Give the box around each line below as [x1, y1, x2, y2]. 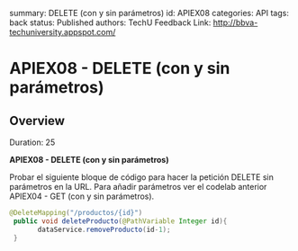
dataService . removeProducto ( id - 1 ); [37, 225, 171, 234]
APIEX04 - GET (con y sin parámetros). [9, 191, 155, 202]
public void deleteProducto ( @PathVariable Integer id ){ [13, 216, 228, 226]
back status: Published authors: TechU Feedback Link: [9, 17, 212, 28]
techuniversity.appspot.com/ [9, 27, 116, 37]
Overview [9, 112, 66, 129]
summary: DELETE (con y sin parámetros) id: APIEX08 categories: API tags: [9, 8, 290, 18]
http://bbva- [212, 17, 258, 28]
